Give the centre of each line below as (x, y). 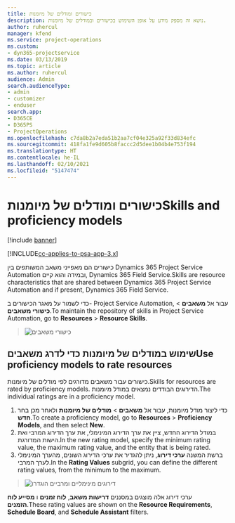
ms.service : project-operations (54, 40)
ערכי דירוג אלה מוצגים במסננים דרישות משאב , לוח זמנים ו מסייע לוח (100, 497)
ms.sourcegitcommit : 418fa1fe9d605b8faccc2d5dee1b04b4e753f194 (102, 145)
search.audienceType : (39, 86)
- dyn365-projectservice (43, 53)
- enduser (22, 105)
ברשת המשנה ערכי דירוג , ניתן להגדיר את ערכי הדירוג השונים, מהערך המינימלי (120, 455)
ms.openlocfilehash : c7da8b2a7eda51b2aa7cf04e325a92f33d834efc (102, 138)
